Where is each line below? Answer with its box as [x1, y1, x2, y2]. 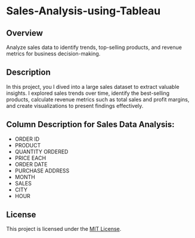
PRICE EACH [14, 154, 47, 162]
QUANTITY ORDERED [14, 148, 69, 155]
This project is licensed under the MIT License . [6, 225, 122, 233]
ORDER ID [14, 135, 40, 143]
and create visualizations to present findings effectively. [6, 102, 144, 109]
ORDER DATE [14, 160, 48, 168]
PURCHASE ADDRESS [14, 167, 70, 174]
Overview [6, 28, 44, 38]
